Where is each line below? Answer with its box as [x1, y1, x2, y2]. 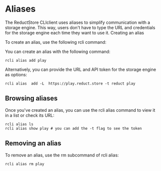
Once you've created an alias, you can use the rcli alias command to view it [5, 107, 156, 113]
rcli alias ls [5, 121, 34, 127]
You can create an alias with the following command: [5, 49, 111, 54]
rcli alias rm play [5, 161, 45, 166]
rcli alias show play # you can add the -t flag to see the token [5, 126, 142, 131]
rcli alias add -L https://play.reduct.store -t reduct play [5, 81, 136, 86]
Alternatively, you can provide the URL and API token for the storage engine [5, 67, 156, 72]
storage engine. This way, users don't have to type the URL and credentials [5, 24, 156, 30]
